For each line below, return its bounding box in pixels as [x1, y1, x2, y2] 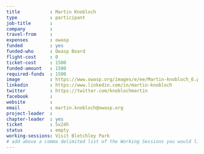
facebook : [6, 93, 53, 99]
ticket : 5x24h [6, 122, 69, 128]
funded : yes [6, 43, 64, 49]
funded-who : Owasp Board [6, 49, 86, 55]
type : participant [6, 15, 86, 21]
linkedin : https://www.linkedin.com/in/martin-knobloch [6, 82, 172, 89]
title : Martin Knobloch [6, 8, 97, 15]
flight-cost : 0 [6, 54, 59, 60]
